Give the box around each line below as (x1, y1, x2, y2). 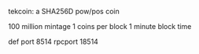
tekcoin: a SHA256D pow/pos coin (8, 7, 120, 16)
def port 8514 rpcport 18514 (8, 37, 98, 46)
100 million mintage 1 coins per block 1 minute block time (8, 22, 192, 31)
